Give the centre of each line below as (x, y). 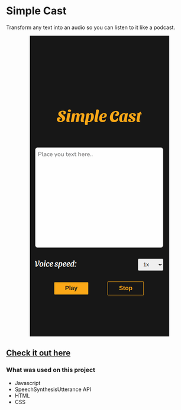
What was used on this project (51, 370)
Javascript (28, 383)
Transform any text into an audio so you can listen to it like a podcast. (91, 27)
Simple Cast (36, 11)
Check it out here (38, 353)
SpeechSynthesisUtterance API (53, 389)
